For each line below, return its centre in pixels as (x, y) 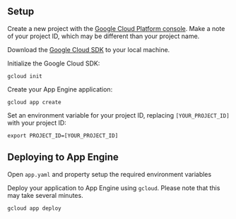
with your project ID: (37, 123)
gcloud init (25, 76)
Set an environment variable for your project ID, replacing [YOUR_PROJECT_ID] (118, 115)
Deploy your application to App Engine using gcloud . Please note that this (114, 188)
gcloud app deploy (34, 208)
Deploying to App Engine (63, 157)
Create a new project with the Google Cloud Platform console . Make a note (116, 28)
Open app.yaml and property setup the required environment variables (110, 174)
